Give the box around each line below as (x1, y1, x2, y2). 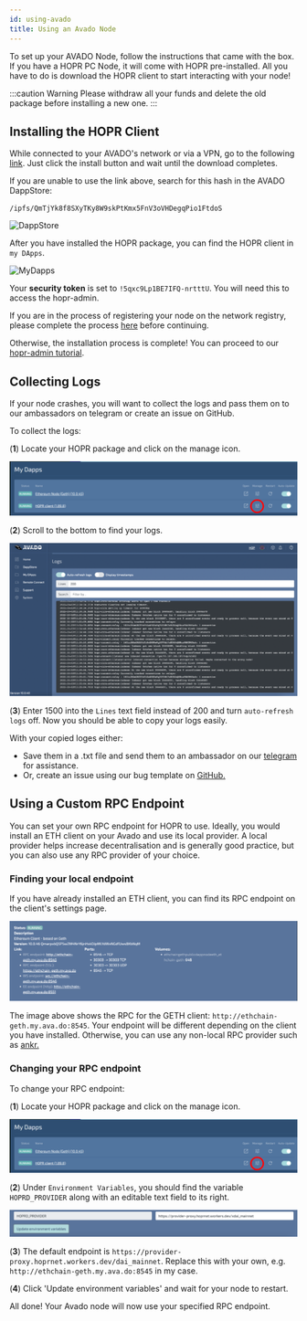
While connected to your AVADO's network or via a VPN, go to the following (9, 148, 295, 159)
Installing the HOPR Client (9, 123, 160, 139)
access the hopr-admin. (9, 292, 100, 303)
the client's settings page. (9, 903, 107, 914)
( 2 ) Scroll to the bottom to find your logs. (9, 524, 163, 535)
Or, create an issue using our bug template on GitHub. (22, 769, 226, 780)
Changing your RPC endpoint (9, 1062, 142, 1075)
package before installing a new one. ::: (9, 97, 158, 109)
